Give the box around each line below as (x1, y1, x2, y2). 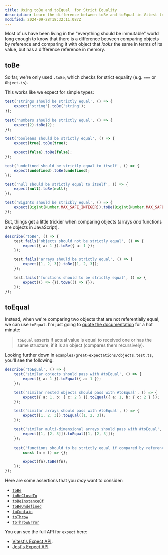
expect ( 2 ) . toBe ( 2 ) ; (14, 122, 55, 127)
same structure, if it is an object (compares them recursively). (17, 342, 144, 348)
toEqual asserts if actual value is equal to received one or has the (17, 337, 152, 343)
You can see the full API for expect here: (5, 529, 88, 535)
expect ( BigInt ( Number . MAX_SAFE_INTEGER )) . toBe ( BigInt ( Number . (14, 205, 146, 210)
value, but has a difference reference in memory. (5, 46, 106, 53)
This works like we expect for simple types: (5, 89, 94, 95)
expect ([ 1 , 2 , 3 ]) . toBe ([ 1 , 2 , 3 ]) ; (23, 262, 99, 267)
